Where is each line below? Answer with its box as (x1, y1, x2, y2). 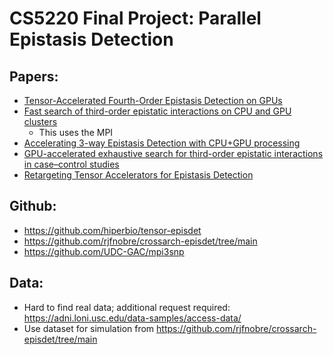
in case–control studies (23, 158, 120, 170)
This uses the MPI (38, 127, 114, 138)
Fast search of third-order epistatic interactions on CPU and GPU (23, 105, 292, 117)
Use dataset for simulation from (23, 322, 155, 334)
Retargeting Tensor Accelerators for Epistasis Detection (23, 169, 254, 181)
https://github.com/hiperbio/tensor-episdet (23, 224, 202, 236)
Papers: (9, 68, 59, 85)
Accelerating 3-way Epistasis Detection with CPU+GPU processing (23, 137, 301, 149)
